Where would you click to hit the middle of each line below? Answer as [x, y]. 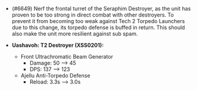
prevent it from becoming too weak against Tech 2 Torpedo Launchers [98, 21]
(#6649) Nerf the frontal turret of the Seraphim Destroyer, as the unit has [101, 9]
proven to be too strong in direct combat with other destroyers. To [93, 15]
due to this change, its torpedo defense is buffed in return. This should [98, 27]
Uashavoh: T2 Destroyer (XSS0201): [58, 45]
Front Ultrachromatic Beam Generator [67, 57]
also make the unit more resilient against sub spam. [75, 34]
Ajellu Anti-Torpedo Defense [55, 75]
